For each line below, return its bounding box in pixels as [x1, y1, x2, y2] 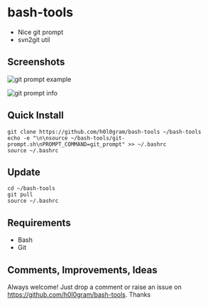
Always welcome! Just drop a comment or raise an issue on [7, 283, 182, 291]
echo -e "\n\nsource [7, 134, 69, 142]
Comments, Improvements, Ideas [7, 264, 158, 276]
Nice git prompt [17, 28, 64, 36]
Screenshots [7, 56, 65, 68]
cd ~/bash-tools [7, 185, 55, 192]
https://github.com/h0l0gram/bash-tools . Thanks [7, 290, 151, 299]
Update [7, 166, 41, 178]
